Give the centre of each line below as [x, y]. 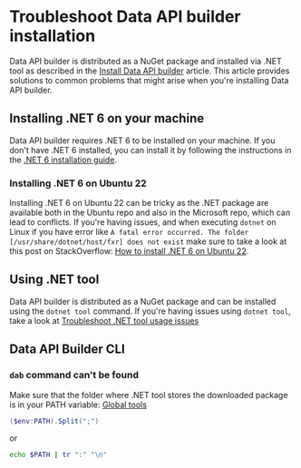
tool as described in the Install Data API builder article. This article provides [150, 71]
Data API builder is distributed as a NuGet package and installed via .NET [146, 61]
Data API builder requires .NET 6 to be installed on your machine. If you [142, 140]
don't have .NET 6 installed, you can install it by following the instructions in [150, 150]
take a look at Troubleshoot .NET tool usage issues [104, 320]
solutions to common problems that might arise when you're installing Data [149, 80]
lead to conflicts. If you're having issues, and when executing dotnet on [143, 222]
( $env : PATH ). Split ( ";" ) [54, 421]
